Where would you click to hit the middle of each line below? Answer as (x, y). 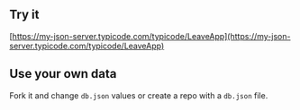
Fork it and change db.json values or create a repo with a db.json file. (139, 95)
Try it (24, 15)
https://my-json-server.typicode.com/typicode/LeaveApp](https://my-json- (151, 36)
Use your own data (63, 74)
